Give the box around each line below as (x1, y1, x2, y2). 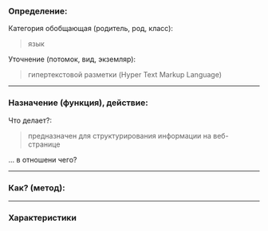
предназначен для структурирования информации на (27, 131, 211, 140)
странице (27, 139, 61, 149)
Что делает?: (8, 115, 52, 125)
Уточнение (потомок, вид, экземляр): (8, 54, 136, 65)
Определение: (8, 6, 68, 17)
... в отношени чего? (8, 155, 77, 164)
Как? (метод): (8, 182, 65, 193)
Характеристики (8, 212, 77, 223)
